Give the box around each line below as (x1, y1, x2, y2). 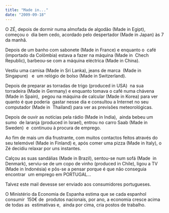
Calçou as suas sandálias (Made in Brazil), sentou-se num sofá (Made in (5, 155, 157, 161)
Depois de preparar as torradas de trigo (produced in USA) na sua (5, 82, 144, 89)
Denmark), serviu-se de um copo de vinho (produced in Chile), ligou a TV (5, 160, 158, 166)
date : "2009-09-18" (5, 12, 46, 17)
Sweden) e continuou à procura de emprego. (5, 125, 101, 131)
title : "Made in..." (5, 7, 49, 13)
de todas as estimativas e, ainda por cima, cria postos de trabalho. (5, 201, 146, 208)
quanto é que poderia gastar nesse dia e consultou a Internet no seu (5, 98, 149, 104)
